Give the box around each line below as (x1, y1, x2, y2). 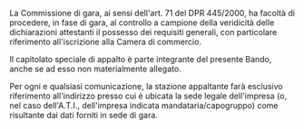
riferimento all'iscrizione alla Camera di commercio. (9, 36, 202, 47)
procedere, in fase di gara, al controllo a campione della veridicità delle (9, 17, 275, 28)
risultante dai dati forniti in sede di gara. (9, 110, 159, 120)
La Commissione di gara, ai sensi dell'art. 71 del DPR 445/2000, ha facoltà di (9, 8, 295, 18)
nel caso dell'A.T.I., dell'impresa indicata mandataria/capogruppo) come (9, 100, 279, 111)
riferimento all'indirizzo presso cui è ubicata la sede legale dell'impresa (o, (9, 90, 288, 101)
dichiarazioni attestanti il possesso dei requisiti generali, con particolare (9, 27, 278, 37)
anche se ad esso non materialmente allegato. (9, 63, 181, 74)
